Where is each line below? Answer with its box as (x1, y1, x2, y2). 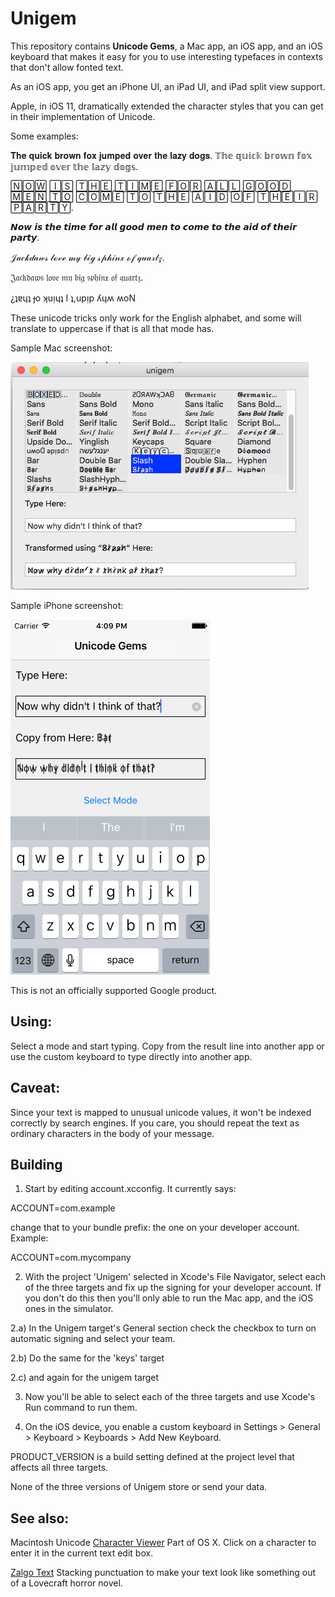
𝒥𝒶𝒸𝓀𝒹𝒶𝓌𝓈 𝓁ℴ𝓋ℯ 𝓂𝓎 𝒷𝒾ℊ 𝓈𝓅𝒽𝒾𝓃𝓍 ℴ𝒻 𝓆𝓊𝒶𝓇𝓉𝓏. (10, 251, 165, 263)
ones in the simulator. (24, 1303, 114, 1315)
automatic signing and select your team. (10, 1333, 176, 1345)
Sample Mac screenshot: (10, 342, 113, 354)
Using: (10, 1013, 53, 1031)
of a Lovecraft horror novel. (10, 1577, 123, 1589)
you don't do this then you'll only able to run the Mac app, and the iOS (24, 1292, 314, 1304)
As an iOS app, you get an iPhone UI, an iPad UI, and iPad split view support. (10, 80, 326, 92)
